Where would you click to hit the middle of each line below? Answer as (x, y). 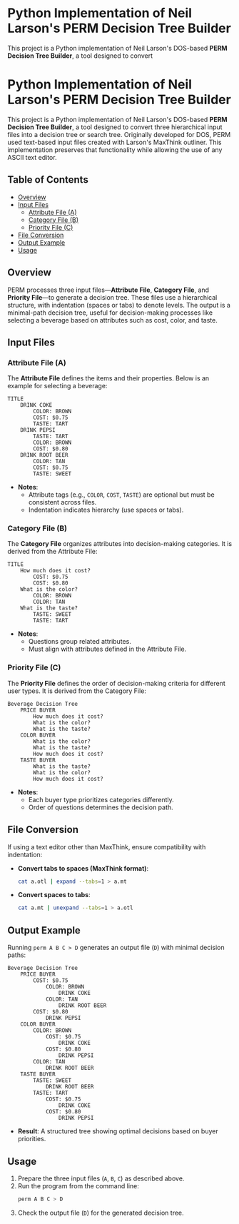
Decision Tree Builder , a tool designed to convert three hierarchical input (115, 127)
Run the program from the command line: (78, 1185)
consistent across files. (62, 502)
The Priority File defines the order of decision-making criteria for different (117, 683)
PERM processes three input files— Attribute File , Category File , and (108, 290)
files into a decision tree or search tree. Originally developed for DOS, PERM (119, 134)
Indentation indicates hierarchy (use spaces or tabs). (106, 510)
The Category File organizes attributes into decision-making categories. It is (120, 544)
